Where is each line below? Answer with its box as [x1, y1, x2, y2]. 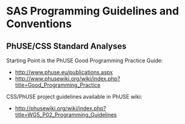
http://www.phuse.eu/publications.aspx [14, 69, 113, 76]
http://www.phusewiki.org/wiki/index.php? [14, 75, 121, 82]
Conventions [6, 17, 72, 31]
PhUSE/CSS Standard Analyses [6, 41, 127, 51]
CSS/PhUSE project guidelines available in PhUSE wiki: [6, 93, 143, 100]
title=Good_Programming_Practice [14, 81, 101, 88]
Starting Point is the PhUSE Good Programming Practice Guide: [6, 57, 163, 64]
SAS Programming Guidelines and [6, 4, 180, 18]
